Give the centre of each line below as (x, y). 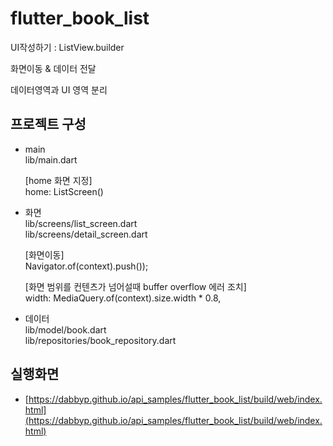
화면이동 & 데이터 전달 (53, 68)
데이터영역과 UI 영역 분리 (59, 89)
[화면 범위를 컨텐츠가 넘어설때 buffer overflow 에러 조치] (135, 286)
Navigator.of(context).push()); (86, 266)
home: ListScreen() (64, 191)
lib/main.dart (51, 159)
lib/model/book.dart (65, 329)
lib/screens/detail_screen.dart (86, 234)
